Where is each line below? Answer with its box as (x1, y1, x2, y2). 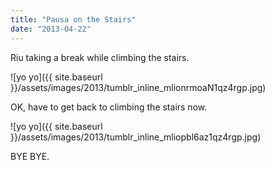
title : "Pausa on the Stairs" (10, 14, 137, 25)
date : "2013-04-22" (10, 24, 92, 34)
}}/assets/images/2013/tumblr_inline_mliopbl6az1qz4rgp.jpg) (10, 131, 262, 143)
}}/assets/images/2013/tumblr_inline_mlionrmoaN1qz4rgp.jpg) (10, 81, 267, 93)
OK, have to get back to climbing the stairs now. (10, 101, 208, 113)
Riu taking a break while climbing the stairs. (10, 51, 190, 63)
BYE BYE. (10, 150, 50, 162)
